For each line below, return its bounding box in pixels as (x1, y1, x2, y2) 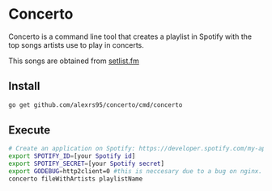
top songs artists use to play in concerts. (8, 40, 144, 49)
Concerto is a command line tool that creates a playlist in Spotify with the (8, 32, 253, 41)
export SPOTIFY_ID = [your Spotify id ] (8, 152, 136, 160)
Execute (8, 123, 51, 138)
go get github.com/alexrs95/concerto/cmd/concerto (8, 100, 183, 109)
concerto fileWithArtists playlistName (8, 175, 143, 183)
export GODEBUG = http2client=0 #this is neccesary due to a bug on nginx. (8, 168, 263, 176)
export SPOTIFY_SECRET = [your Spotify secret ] (8, 159, 164, 168)
